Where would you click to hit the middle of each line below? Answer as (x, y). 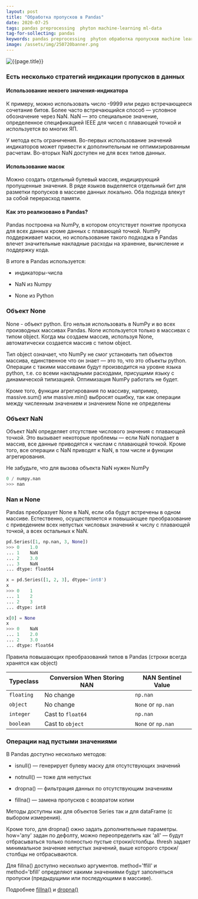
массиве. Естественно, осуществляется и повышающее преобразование (99, 519)
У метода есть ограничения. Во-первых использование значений (89, 140)
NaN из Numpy (33, 285)
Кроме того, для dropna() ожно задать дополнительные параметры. (92, 829)
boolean (20, 723)
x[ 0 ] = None (21, 618)
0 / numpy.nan (24, 479)
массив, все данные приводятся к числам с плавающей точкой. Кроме (96, 444)
